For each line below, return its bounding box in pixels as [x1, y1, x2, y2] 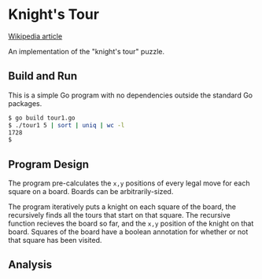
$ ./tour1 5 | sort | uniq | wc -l [8, 121, 125, 129]
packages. [8, 98, 42, 108]
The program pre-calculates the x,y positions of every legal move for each [8, 178, 250, 188]
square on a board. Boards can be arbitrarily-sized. [8, 187, 174, 196]
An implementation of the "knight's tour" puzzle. [8, 46, 165, 56]
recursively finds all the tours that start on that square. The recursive [8, 211, 231, 220]
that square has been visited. [8, 236, 102, 245]
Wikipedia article [8, 31, 63, 41]
